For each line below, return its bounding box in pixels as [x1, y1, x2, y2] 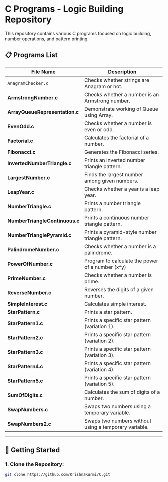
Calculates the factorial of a [84, 134, 149, 141]
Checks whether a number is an [84, 91, 159, 98]
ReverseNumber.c [7, 289, 51, 296]
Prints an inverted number [84, 156, 146, 163]
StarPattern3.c [7, 348, 43, 355]
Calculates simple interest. [84, 300, 146, 307]
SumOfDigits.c [7, 391, 43, 398]
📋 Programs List [5, 51, 58, 59]
